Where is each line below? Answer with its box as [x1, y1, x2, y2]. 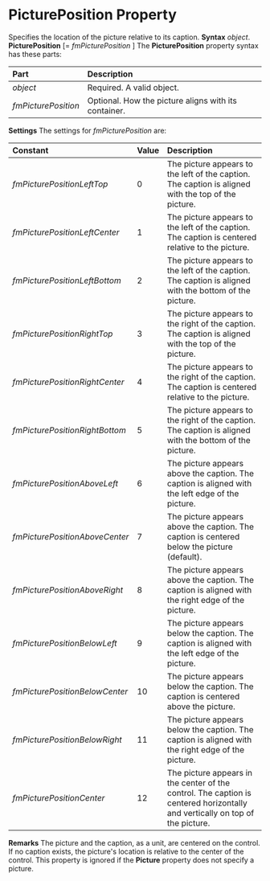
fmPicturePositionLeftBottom [12, 275, 122, 286]
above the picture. [167, 701, 235, 712]
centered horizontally [167, 797, 247, 809]
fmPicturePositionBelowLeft [12, 637, 118, 649]
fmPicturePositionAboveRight [12, 584, 123, 596]
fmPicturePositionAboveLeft [12, 477, 119, 489]
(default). [167, 551, 202, 562]
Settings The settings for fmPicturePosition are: [8, 125, 167, 135]
